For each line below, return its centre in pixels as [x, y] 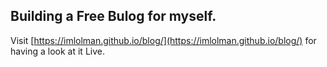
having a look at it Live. [57, 51]
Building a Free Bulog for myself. [113, 16]
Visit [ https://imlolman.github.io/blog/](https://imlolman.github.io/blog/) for [163, 40]
